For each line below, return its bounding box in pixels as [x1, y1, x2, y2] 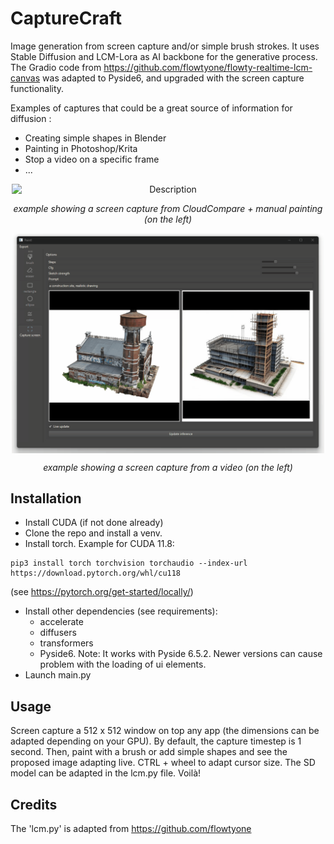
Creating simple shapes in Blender [24, 132, 167, 144]
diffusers [39, 627, 77, 639]
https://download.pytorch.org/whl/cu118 [10, 568, 182, 579]
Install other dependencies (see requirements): [24, 605, 218, 617]
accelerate [39, 616, 84, 628]
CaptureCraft [10, 7, 122, 30]
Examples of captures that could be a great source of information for [10, 102, 293, 114]
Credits [10, 796, 58, 813]
